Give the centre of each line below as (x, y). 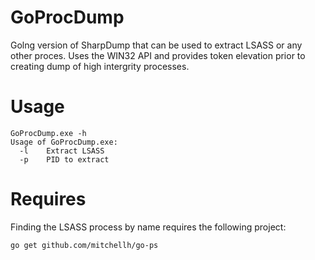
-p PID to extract (64, 159)
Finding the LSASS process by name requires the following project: (148, 227)
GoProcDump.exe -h (48, 133)
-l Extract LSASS (62, 151)
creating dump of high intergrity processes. (100, 66)
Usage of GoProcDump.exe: (64, 142)
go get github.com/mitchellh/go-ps (84, 245)
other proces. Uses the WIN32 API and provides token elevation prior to (158, 55)
